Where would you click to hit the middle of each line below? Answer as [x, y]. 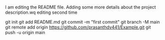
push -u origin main [25, 32]
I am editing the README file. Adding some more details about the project [81, 7]
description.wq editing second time [41, 12]
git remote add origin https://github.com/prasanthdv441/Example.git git [78, 27]
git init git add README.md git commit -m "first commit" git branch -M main [82, 22]
